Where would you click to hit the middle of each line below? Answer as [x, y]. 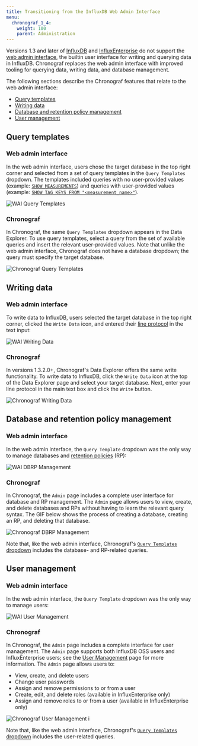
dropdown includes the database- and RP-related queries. [77, 550]
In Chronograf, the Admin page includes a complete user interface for [90, 495]
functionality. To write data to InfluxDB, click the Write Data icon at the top [97, 376]
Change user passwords [45, 682]
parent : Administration [46, 34]
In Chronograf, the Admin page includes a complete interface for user [90, 645]
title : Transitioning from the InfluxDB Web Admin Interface [83, 12]
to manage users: [28, 605]
